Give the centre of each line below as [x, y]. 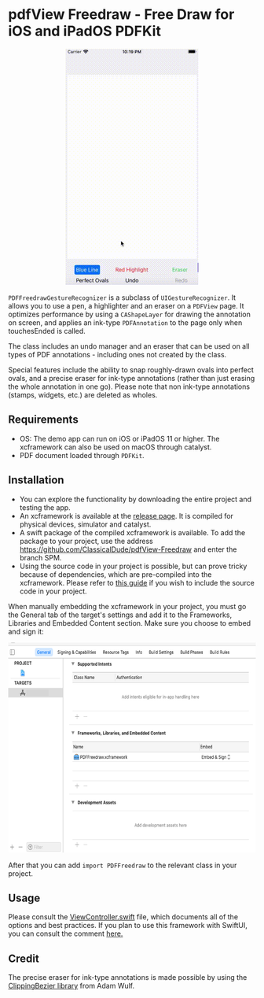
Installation [36, 481]
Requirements [43, 420]
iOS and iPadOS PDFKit [84, 31]
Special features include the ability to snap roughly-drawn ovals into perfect [131, 370]
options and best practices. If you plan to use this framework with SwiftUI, [128, 926]
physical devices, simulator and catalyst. [85, 524]
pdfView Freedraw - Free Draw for [121, 15]
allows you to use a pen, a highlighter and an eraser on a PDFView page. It [126, 305]
